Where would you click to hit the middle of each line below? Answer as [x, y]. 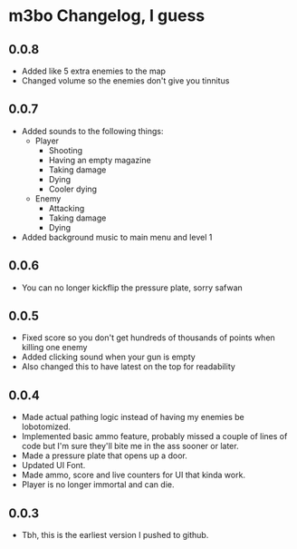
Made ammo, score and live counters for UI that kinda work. [134, 475]
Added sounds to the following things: [92, 131]
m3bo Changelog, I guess [107, 16]
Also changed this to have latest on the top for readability [129, 367]
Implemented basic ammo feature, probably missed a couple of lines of [154, 436]
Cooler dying [72, 189]
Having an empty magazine [100, 160]
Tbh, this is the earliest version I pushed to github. [115, 535]
